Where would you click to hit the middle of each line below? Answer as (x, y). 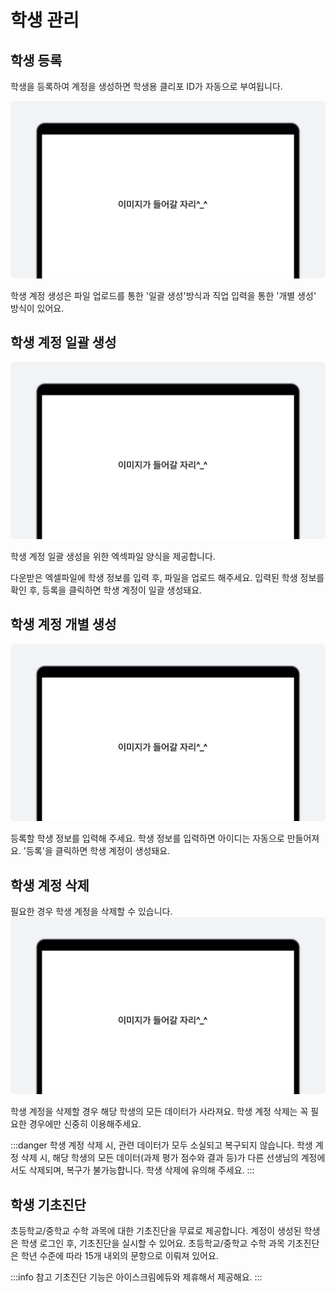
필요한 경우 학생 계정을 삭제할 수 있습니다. (91, 911)
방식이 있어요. (37, 308)
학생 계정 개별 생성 (63, 624)
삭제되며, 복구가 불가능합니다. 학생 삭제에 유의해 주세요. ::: (141, 1170)
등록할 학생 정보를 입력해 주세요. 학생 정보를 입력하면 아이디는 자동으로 (147, 838)
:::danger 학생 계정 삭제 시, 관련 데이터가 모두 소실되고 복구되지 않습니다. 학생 (161, 1145)
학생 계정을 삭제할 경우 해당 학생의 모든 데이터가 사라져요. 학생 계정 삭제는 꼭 (159, 1112)
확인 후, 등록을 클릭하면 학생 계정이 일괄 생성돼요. (106, 590)
